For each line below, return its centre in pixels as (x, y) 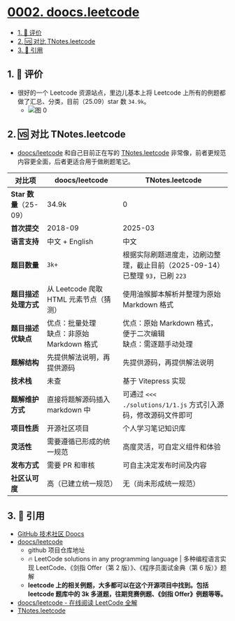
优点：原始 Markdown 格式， (170, 323)
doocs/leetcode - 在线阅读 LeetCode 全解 (77, 603)
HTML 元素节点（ (75, 299)
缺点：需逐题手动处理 (157, 344)
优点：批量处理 (71, 323)
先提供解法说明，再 (78, 357)
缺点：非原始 (68, 333)
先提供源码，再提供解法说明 (168, 362)
